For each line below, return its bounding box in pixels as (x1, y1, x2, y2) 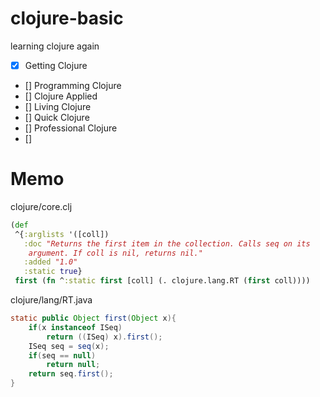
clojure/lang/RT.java (10, 294, 93, 306)
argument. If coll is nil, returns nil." (28, 248, 203, 258)
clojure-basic (10, 7, 124, 30)
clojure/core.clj (10, 200, 73, 212)
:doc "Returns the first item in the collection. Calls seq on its (23, 238, 311, 249)
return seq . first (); (28, 369, 114, 379)
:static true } (23, 267, 83, 277)
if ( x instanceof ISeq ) (28, 322, 123, 332)
